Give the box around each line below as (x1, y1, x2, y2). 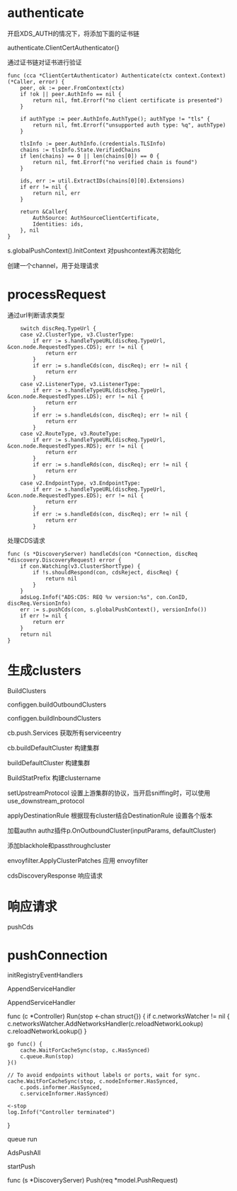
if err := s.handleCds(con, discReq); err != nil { (33, 362, 189, 369)
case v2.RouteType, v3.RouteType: (20, 430, 122, 437)
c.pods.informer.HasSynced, (20, 1083, 103, 1091)
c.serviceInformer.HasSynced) (20, 1090, 110, 1097)
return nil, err (33, 190, 81, 197)
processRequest (7, 286, 106, 303)
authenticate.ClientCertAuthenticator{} (7, 43, 120, 52)
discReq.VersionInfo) (7, 600, 71, 607)
